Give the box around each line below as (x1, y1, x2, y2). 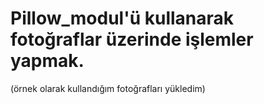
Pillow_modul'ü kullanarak (10, 7, 235, 30)
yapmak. (10, 50, 85, 72)
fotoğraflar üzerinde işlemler (10, 28, 254, 51)
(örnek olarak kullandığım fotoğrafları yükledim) (10, 82, 206, 94)
